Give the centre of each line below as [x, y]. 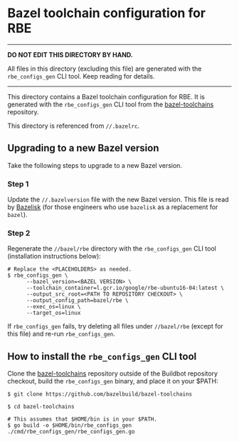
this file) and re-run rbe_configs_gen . [62, 334]
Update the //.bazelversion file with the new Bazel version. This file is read [118, 200]
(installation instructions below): [54, 256]
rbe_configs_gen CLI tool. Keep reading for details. [81, 76]
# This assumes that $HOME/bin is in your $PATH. [83, 419]
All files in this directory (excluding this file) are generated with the [105, 69]
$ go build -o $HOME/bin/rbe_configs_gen [70, 426]
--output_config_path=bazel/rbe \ [78, 301]
